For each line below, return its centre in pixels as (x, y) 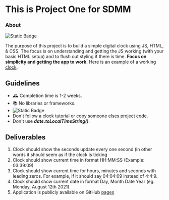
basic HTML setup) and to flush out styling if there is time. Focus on (76, 57)
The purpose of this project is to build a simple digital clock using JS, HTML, (84, 46)
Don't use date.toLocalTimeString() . (51, 121)
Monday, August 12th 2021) (41, 187)
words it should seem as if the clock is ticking (60, 155)
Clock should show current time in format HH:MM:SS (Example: (78, 160)
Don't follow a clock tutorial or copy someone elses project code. (80, 116)
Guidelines (22, 83)
